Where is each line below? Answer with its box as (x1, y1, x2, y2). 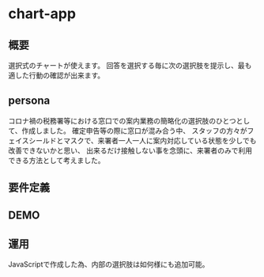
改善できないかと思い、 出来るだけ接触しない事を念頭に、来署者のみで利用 (8, 146, 253, 155)
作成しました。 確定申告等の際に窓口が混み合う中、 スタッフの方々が (21, 126, 247, 135)
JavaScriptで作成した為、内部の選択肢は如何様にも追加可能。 (8, 260, 209, 269)
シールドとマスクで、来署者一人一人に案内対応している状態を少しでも (28, 135, 257, 145)
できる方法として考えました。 (8, 155, 105, 165)
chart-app (8, 5, 77, 23)
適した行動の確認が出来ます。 (8, 70, 105, 80)
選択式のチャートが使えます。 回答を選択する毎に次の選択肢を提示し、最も (8, 61, 252, 70)
